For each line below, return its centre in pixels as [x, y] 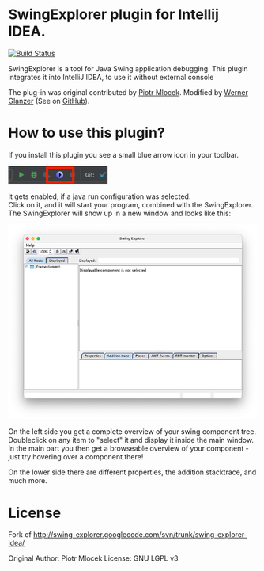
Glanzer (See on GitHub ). [49, 101]
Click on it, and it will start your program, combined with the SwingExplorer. [131, 204]
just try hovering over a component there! [76, 457]
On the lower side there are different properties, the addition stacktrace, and [132, 472]
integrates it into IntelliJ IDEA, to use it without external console [111, 77]
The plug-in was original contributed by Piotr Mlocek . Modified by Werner [128, 92]
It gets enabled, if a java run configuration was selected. [100, 196]
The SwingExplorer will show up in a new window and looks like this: [120, 213]
